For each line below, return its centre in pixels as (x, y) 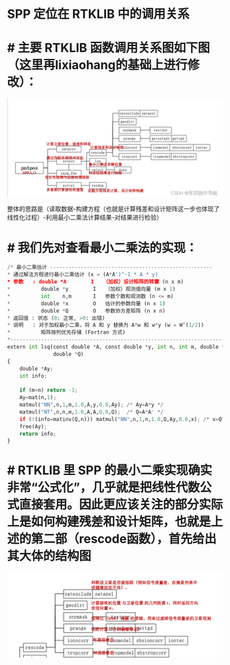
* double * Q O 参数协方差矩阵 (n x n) (86, 311)
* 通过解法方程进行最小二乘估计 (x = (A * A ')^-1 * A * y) (83, 275)
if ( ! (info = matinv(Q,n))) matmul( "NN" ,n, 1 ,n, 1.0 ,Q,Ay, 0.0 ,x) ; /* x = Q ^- (124, 419)
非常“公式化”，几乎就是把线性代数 (104, 488)
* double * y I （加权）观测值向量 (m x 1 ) (91, 289)
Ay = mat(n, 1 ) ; (38, 398)
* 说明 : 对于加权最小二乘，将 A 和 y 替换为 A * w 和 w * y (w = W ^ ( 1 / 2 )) (106, 325)
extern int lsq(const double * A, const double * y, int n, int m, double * (116, 347)
